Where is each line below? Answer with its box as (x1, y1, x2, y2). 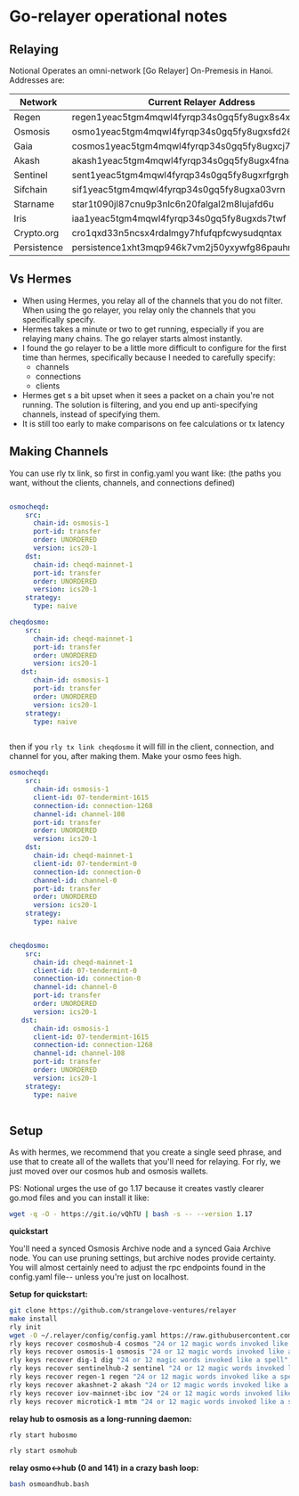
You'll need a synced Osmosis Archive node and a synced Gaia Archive (9, 1243, 271, 1254)
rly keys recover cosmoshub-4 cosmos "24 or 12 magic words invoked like (9, 1339, 289, 1348)
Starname (13, 198, 55, 210)
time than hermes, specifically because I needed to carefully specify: (21, 352, 276, 363)
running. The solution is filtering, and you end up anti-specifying (21, 399, 258, 410)
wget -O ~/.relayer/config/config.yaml (9, 1330, 158, 1340)
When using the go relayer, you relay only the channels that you (21, 305, 256, 315)
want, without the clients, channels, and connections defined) (9, 477, 236, 487)
